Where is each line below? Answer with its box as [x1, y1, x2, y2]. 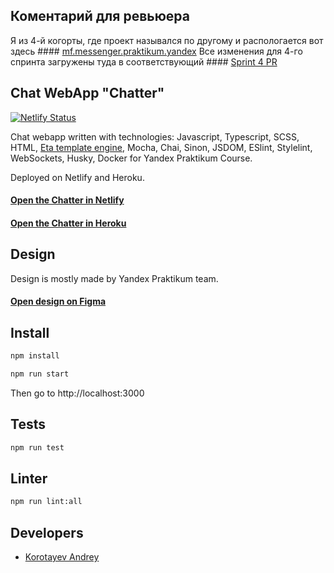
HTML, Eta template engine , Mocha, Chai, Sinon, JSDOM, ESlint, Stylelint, [10, 141, 313, 153]
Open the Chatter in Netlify [10, 194, 125, 206]
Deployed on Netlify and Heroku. [10, 171, 145, 183]
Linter [10, 470, 48, 487]
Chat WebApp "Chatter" [10, 85, 165, 102]
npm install [10, 351, 60, 361]
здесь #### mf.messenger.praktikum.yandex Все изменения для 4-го [10, 45, 303, 57]
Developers [10, 524, 84, 541]
